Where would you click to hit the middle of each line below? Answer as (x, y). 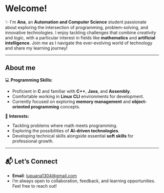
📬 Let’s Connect (31, 162)
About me (20, 68)
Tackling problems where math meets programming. (65, 125)
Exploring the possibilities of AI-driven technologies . (66, 131)
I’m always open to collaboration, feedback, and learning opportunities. (84, 181)
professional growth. (33, 141)
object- (139, 101)
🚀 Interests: (17, 116)
